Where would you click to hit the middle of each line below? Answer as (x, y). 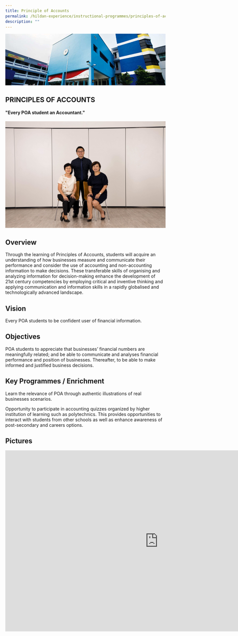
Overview (21, 242)
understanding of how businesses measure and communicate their (76, 260)
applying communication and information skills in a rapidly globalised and (82, 287)
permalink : (17, 16)
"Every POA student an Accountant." (45, 113)
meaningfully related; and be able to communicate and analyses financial (82, 354)
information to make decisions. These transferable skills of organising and (83, 271)
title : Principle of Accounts (37, 11)
